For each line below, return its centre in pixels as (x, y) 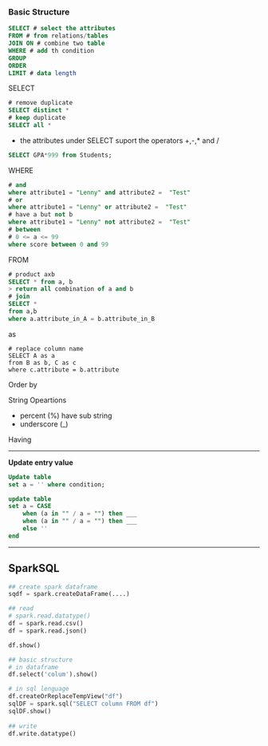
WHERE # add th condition (51, 50)
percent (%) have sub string (66, 415)
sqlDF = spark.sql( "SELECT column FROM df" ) (83, 704)
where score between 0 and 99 (59, 244)
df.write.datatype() (43, 733)
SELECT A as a (32, 355)
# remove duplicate (41, 103)
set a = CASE (30, 506)
